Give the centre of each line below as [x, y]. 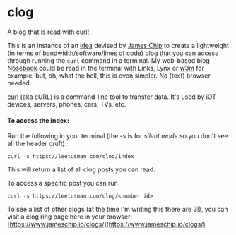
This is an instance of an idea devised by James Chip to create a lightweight [118, 45]
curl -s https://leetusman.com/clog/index [71, 157]
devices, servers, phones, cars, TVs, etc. [67, 104]
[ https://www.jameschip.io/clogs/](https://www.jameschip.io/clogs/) [107, 224]
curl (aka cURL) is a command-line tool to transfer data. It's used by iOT [112, 97]
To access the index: [38, 120]
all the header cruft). [37, 144]
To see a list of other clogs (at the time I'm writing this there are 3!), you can [118, 210]
